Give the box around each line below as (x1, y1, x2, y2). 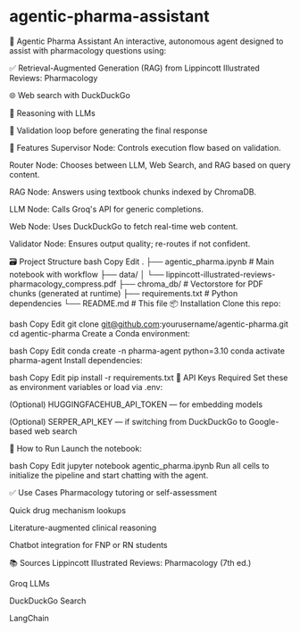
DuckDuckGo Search (9, 595, 87, 606)
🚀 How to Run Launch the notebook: (9, 443, 143, 453)
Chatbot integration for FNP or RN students (9, 539, 168, 550)
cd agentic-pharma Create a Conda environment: (9, 328, 190, 338)
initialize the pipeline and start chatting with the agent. (9, 470, 209, 480)
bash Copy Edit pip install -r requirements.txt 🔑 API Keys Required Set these (9, 372, 288, 383)
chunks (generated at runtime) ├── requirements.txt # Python (9, 287, 238, 298)
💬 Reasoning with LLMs (9, 107, 96, 118)
